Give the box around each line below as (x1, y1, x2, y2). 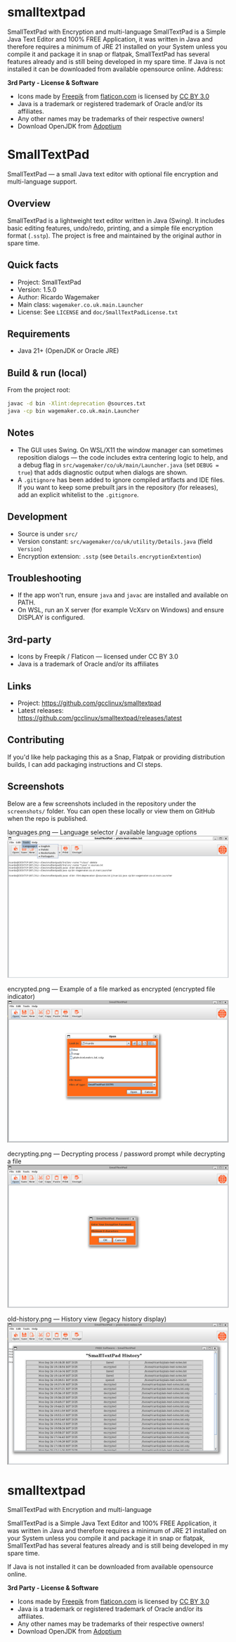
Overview (7, 198, 51, 209)
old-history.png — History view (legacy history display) (7, 1314, 167, 1323)
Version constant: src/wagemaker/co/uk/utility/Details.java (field (17, 537, 213, 545)
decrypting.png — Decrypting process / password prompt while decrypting (7, 1149, 225, 1158)
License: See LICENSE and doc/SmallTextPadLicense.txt (17, 307, 178, 316)
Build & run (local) (7, 367, 87, 379)
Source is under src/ (17, 529, 79, 538)
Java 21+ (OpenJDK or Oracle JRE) (17, 347, 119, 355)
